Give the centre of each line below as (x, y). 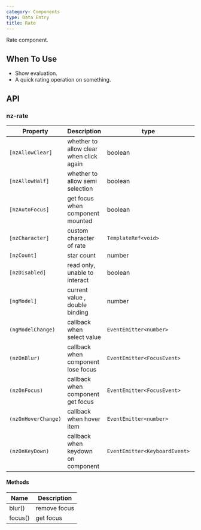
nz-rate (17, 116)
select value (84, 337)
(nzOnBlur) (25, 358)
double (77, 305)
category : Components (33, 12)
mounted (80, 221)
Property (35, 131)
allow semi (82, 181)
